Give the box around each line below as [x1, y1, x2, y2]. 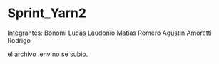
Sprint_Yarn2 [7, 5, 87, 21]
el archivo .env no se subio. [7, 50, 88, 58]
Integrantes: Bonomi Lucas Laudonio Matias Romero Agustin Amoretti [7, 28, 212, 37]
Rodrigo [7, 36, 31, 44]
